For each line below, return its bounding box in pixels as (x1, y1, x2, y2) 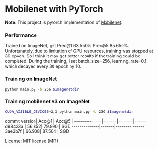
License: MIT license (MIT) (5, 138, 58, 144)
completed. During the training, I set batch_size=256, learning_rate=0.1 (5, 58, 147, 64)
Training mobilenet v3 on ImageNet (5, 98, 90, 105)
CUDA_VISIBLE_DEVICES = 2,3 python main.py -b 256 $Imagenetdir (5, 109, 134, 114)
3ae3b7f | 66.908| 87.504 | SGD (5, 128, 70, 134)
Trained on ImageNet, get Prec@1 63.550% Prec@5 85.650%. (5, 43, 130, 49)
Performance (5, 32, 37, 38)
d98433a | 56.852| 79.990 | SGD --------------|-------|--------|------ (5, 123, 145, 129)
